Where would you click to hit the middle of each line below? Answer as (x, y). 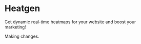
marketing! (15, 27)
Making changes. (22, 36)
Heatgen (22, 8)
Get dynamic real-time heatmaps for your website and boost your (70, 22)
